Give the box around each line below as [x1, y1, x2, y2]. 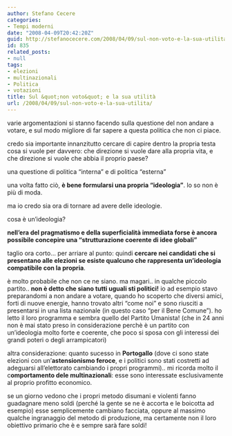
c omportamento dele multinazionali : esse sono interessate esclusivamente [7, 370, 224, 379]
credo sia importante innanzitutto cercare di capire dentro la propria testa [7, 139, 216, 148]
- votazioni [7, 87, 41, 94]
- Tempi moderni [7, 23, 54, 30]
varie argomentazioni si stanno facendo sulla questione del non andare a [7, 119, 214, 127]
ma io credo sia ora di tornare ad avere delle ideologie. [7, 201, 162, 210]
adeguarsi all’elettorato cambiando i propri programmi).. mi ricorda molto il [7, 364, 219, 372]
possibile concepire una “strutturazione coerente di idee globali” [7, 235, 197, 244]
